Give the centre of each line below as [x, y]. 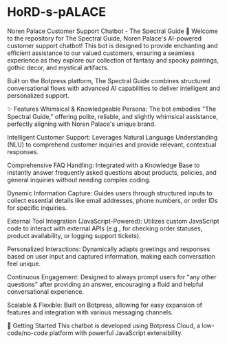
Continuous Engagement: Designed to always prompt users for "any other [112, 277]
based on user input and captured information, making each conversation [111, 256]
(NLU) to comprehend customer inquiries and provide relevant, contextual [112, 144]
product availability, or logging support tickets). [74, 235]
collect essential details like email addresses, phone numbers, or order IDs [112, 200]
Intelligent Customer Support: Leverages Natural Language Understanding [112, 137]
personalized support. [39, 95]
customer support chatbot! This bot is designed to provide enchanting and [112, 45]
